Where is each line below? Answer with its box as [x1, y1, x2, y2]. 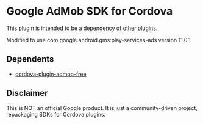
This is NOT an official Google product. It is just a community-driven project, [6, 104, 198, 111]
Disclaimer [6, 88, 48, 98]
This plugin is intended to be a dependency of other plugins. [6, 24, 158, 32]
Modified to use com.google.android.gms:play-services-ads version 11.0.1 [6, 36, 191, 43]
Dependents [6, 54, 54, 65]
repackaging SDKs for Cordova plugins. [6, 111, 106, 118]
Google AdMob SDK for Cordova [6, 4, 173, 18]
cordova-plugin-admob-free [15, 70, 87, 78]
